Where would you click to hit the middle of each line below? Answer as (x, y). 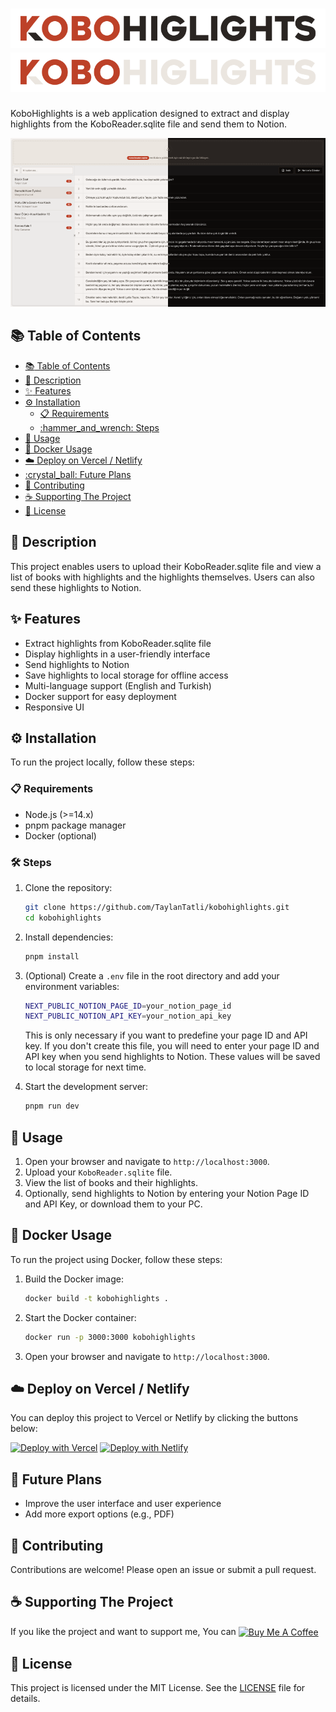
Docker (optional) (60, 835)
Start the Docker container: (80, 1317)
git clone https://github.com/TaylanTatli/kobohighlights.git (157, 907)
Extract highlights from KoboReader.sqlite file (118, 643)
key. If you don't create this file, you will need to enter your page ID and (172, 1046)
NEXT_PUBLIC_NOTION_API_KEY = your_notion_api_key (128, 1016)
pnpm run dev (52, 1106)
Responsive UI (54, 707)
